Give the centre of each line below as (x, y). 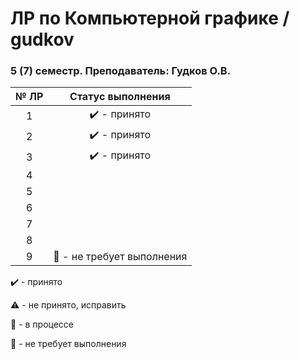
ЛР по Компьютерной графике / (150, 18)
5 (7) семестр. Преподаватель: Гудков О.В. (121, 71)
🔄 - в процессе (42, 324)
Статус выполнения (120, 97)
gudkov (42, 39)
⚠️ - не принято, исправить (68, 305)
